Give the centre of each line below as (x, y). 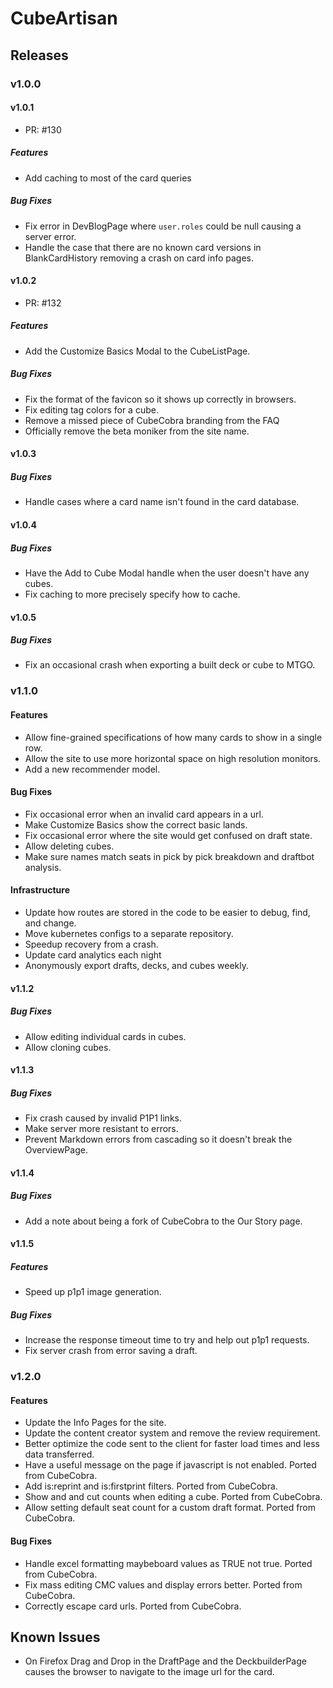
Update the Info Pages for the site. (95, 1423)
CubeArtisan (64, 18)
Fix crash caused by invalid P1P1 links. (103, 1118)
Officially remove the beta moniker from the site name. (137, 431)
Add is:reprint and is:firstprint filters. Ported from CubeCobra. (151, 1486)
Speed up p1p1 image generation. (93, 1292)
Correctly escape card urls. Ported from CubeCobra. (133, 1606)
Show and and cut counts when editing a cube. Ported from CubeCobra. (173, 1497)
